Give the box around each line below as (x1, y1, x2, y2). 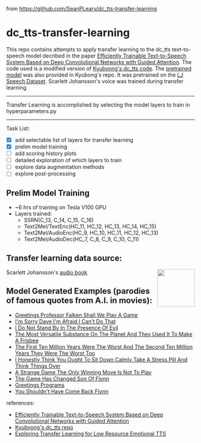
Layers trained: (14, 210, 52, 217)
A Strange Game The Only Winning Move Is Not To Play (14, 368, 152, 376)
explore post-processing (14, 170, 76, 177)
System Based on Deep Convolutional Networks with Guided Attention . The (6, 58, 192, 65)
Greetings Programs (14, 381, 65, 389)
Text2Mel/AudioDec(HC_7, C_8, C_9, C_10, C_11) (23, 236, 139, 243)
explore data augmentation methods (14, 163, 105, 171)
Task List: (6, 125, 30, 132)
